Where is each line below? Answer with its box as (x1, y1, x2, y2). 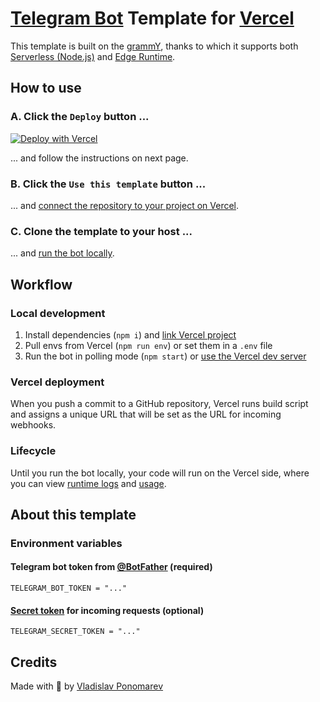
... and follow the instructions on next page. (10, 152, 189, 164)
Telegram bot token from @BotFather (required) (10, 561, 213, 573)
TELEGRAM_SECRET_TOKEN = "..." (10, 627, 141, 637)
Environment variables (10, 536, 123, 550)
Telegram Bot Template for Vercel (10, 7, 295, 30)
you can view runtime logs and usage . (10, 477, 167, 489)
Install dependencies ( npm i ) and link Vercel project (24, 328, 237, 341)
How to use (10, 80, 82, 97)
